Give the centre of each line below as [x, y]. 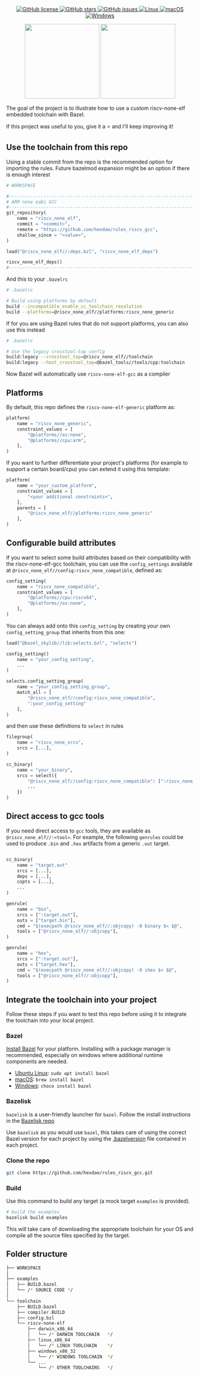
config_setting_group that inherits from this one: [66, 632]
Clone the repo [28, 1160]
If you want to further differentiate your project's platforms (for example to [97, 463]
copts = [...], [36, 882]
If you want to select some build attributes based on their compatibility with [99, 557]
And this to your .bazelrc [37, 279]
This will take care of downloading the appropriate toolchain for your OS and [100, 1229]
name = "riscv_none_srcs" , [50, 743]
